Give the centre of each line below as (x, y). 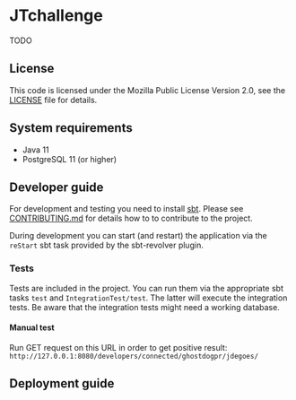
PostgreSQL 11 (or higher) (70, 159)
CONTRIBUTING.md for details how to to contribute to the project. (131, 218)
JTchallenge (56, 16)
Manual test (32, 327)
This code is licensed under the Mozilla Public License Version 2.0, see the (147, 90)
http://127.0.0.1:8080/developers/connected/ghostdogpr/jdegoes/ (134, 356)
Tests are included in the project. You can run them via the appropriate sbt (147, 288)
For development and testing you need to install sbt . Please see (126, 209)
